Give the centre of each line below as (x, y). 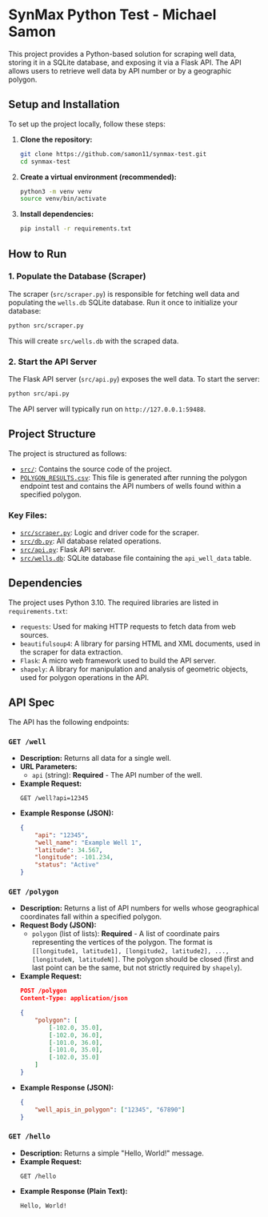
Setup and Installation (64, 104)
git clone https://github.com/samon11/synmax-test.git (113, 154)
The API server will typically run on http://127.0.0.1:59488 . (107, 409)
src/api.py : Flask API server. (68, 549)
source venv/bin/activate (63, 199)
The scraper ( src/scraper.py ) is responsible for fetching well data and (124, 294)
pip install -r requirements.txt (76, 229)
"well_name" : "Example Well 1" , (88, 843)
